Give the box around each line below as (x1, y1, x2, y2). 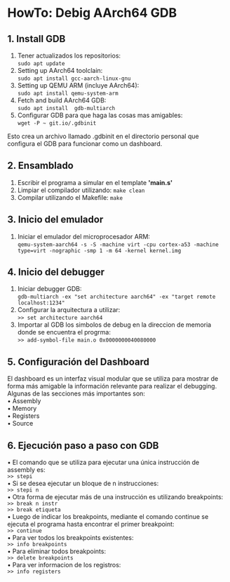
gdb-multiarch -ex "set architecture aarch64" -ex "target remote (17, 293, 216, 301)
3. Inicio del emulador (7, 214, 104, 226)
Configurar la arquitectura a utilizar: (17, 306, 121, 314)
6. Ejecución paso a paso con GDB (7, 440, 159, 452)
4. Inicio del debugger (7, 266, 105, 278)
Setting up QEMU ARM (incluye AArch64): (17, 81, 140, 89)
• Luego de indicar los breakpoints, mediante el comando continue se (7, 513, 209, 521)
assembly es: (7, 466, 46, 474)
